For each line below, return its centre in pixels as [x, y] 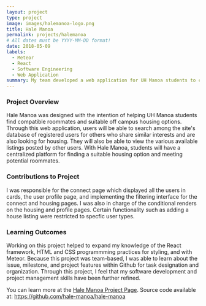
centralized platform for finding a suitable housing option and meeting [94, 155]
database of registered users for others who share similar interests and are [101, 135]
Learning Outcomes [36, 232]
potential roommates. [33, 161]
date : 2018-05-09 [29, 47]
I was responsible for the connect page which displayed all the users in [96, 190]
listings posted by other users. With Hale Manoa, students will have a [93, 148]
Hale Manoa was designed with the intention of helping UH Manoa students [102, 115]
